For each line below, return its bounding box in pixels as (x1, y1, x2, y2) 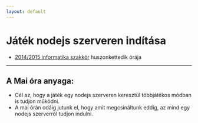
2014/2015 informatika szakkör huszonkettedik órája (14, 54, 142, 61)
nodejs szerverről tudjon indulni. (14, 110, 93, 118)
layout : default (6, 8, 46, 15)
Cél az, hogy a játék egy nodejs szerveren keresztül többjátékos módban (14, 92, 192, 99)
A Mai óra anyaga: (6, 76, 74, 86)
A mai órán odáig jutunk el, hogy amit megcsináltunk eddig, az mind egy (14, 104, 190, 111)
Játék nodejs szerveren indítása (6, 34, 166, 47)
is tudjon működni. (14, 98, 60, 105)
